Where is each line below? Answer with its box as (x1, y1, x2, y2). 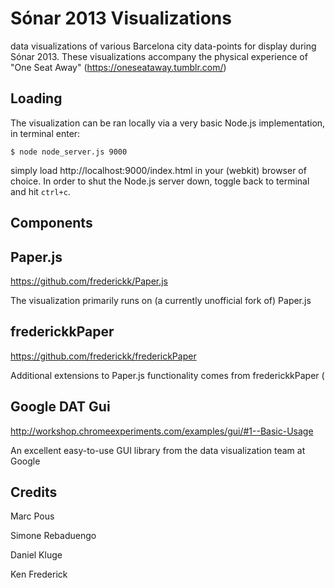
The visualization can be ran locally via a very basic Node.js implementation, (10, 117, 326, 129)
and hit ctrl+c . (10, 185, 71, 197)
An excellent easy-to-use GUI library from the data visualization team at (10, 444, 306, 456)
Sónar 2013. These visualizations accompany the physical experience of (10, 50, 308, 62)
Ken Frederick (10, 568, 68, 581)
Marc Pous (10, 510, 55, 522)
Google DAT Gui (10, 398, 111, 416)
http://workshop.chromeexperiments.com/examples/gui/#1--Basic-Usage (10, 425, 314, 437)
